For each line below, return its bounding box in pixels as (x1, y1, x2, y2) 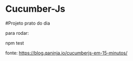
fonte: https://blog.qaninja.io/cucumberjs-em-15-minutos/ (5, 50, 128, 56)
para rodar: (5, 30, 29, 36)
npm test (5, 39, 24, 46)
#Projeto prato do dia (5, 20, 50, 26)
